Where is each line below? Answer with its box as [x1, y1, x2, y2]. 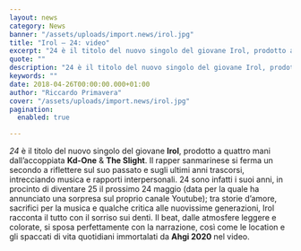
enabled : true [17, 113, 70, 122]
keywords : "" [9, 72, 58, 81]
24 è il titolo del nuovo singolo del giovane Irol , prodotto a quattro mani [9, 145, 271, 157]
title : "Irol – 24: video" [9, 38, 110, 48]
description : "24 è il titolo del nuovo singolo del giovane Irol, [9, 64, 267, 73]
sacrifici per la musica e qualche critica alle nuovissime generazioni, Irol [9, 203, 275, 213]
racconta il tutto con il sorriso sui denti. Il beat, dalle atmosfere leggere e [9, 212, 277, 223]
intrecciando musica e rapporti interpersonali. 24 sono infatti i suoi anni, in [9, 174, 284, 185]
